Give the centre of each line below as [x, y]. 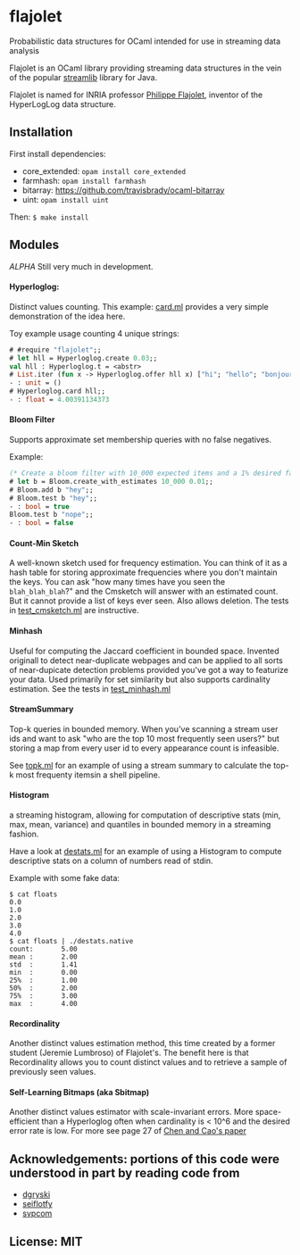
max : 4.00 [43, 1004]
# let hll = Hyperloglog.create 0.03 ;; [83, 358]
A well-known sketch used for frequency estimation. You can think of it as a [148, 563]
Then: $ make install [49, 217]
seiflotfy [37, 1204]
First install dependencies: [58, 154]
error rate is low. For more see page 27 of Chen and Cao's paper [128, 1131]
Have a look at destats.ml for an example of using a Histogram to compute [146, 852]
